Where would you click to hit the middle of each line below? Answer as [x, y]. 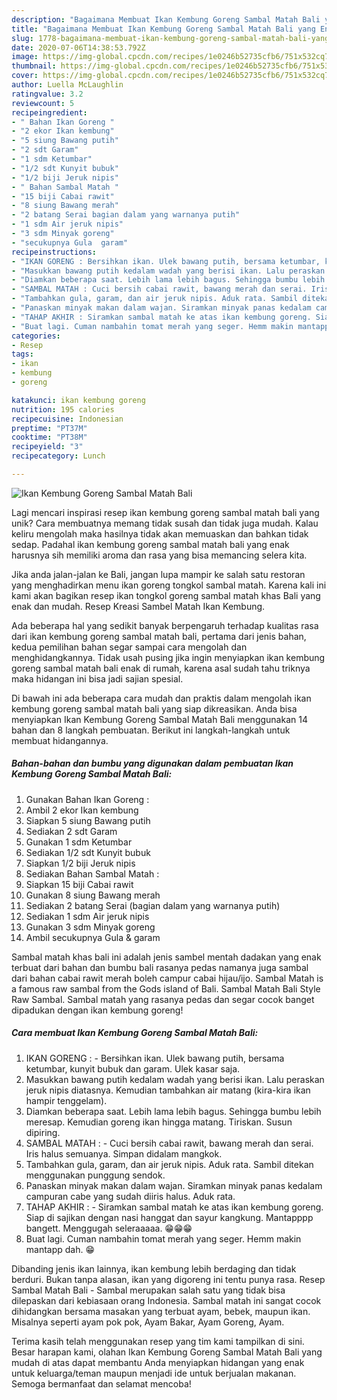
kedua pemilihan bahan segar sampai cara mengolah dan [129, 647]
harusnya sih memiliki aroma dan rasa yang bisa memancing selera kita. [159, 555]
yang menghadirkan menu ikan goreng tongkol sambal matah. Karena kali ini [169, 585]
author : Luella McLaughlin [67, 85]
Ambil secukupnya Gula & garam [93, 937]
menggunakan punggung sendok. [95, 1175]
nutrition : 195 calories [63, 409]
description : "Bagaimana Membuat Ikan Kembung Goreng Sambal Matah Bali [166, 19]
